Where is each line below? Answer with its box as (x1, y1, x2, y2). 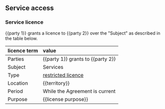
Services (43, 63, 64, 70)
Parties (7, 55, 24, 62)
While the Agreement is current (43, 88, 116, 95)
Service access (5, 4, 54, 12)
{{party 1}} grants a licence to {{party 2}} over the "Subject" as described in (5, 30, 161, 36)
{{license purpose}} (43, 96, 88, 103)
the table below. (5, 35, 38, 41)
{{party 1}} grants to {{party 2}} (43, 55, 116, 62)
